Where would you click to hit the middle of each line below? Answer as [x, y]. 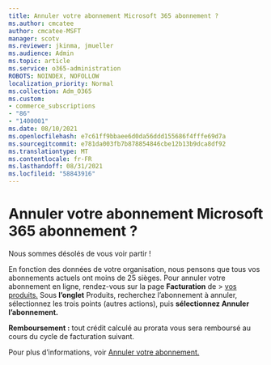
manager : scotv [34, 38]
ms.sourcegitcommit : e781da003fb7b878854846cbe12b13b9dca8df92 [117, 144]
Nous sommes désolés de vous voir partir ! [80, 253]
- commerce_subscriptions [52, 106]
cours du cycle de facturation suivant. [72, 336]
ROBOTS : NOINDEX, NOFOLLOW [54, 76]
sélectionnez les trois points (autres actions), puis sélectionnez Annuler [129, 303]
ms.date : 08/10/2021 [43, 129]
